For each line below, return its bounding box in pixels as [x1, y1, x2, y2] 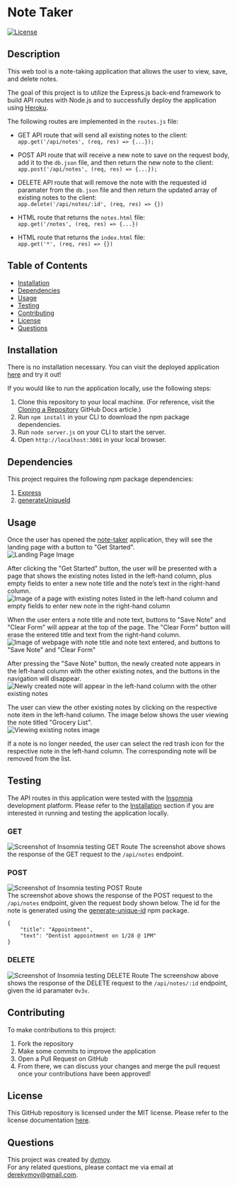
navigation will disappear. [7, 674, 81, 683]
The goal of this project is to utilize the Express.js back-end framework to [7, 88, 221, 96]
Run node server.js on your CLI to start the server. [17, 428, 166, 436]
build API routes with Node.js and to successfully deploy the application [7, 96, 217, 104]
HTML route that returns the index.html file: [17, 233, 146, 241]
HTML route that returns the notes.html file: [17, 213, 146, 222]
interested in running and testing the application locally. [7, 809, 169, 817]
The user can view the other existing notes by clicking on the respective [7, 703, 217, 712]
